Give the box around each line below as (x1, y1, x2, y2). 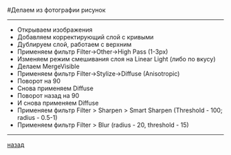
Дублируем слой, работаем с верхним (16, 41, 132, 48)
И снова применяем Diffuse (16, 99, 99, 107)
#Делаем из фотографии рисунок (7, 6, 106, 14)
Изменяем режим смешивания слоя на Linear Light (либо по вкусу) (16, 55, 216, 63)
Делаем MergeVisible (16, 62, 80, 70)
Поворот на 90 (16, 77, 60, 85)
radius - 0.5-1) (16, 114, 58, 121)
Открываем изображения (16, 25, 93, 34)
